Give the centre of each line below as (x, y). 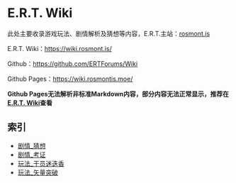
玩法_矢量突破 (38, 172)
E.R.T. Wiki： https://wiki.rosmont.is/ (60, 48)
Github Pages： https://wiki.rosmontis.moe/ (70, 79)
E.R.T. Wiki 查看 (30, 102)
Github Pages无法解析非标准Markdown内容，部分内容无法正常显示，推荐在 (118, 94)
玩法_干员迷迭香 (41, 163)
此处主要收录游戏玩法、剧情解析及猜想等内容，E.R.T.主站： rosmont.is (109, 33)
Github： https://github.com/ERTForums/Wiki (73, 63)
